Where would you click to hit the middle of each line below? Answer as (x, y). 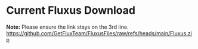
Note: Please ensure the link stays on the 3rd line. (67, 27)
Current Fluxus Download (71, 10)
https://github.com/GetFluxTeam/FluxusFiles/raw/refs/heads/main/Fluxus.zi (99, 33)
